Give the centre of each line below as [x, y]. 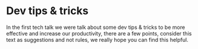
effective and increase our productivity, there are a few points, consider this [99, 33]
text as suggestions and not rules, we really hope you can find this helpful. [97, 40]
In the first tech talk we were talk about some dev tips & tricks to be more [96, 27]
